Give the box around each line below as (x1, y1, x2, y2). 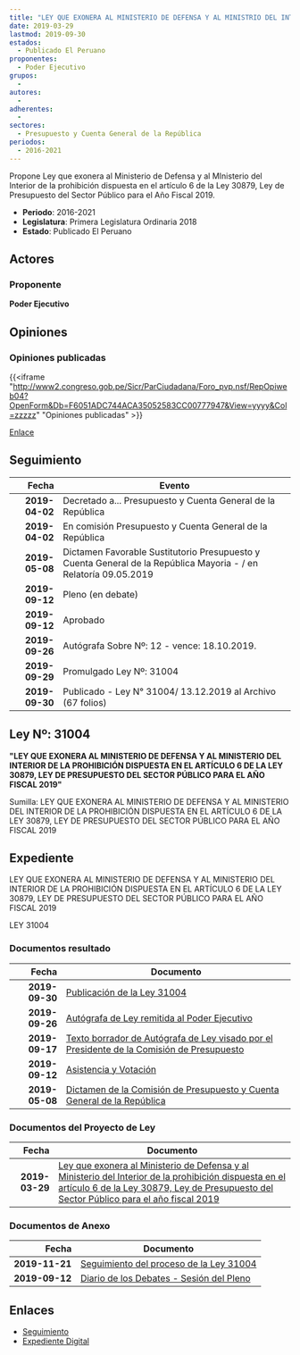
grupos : (9, 71, 38, 80)
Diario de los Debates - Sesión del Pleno (79, 1272, 252, 1284)
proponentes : (9, 54, 58, 63)
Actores (9, 252, 55, 267)
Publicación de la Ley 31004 (65, 986, 187, 999)
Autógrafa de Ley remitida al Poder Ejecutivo (65, 1011, 253, 1024)
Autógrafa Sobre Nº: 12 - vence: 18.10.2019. (62, 640, 257, 652)
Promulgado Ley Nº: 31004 (62, 665, 179, 677)
